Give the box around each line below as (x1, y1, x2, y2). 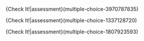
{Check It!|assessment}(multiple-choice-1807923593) (5, 28, 139, 35)
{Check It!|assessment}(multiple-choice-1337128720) (5, 17, 137, 23)
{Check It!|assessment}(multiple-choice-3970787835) (5, 6, 139, 12)
